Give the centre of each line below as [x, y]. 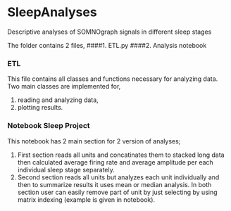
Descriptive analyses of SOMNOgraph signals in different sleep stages [110, 32]
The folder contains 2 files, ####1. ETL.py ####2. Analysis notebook [107, 45]
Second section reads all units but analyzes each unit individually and [118, 177]
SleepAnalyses [52, 12]
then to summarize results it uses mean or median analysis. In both [114, 184]
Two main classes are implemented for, [64, 87]
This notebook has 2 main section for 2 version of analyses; [94, 141]
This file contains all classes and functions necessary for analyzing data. [113, 79]
